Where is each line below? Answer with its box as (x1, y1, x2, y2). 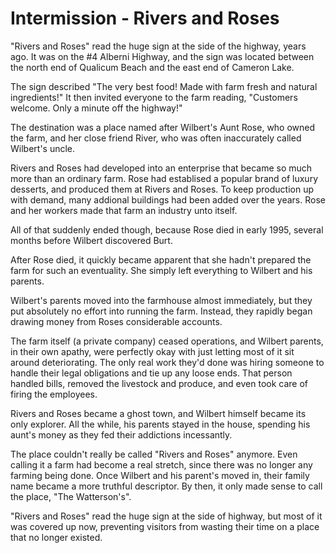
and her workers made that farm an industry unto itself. (10, 204, 238, 216)
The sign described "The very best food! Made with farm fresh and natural (10, 80, 318, 92)
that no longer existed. (10, 531, 103, 543)
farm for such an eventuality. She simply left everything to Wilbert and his (10, 264, 313, 276)
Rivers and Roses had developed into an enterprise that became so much (10, 162, 313, 174)
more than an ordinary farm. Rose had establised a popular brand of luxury (10, 172, 319, 184)
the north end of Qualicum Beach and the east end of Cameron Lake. (10, 61, 295, 73)
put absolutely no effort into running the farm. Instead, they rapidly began (10, 305, 313, 317)
